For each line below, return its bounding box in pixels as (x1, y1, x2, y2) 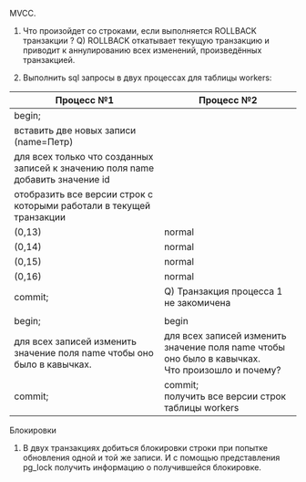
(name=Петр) (14, 136, 74, 148)
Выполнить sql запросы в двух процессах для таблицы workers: (22, 72, 272, 83)
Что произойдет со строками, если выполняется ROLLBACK (22, 26, 257, 36)
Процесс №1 (55, 94, 115, 106)
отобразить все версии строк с (14, 188, 153, 200)
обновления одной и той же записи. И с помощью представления (22, 452, 280, 463)
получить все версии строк (163, 390, 287, 403)
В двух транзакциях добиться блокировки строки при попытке (22, 443, 269, 453)
